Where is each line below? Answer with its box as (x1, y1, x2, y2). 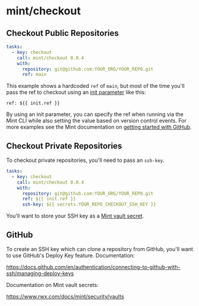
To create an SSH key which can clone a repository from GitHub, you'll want (6, 246, 193, 252)
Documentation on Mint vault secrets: (6, 281, 99, 288)
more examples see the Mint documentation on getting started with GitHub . (6, 124, 192, 131)
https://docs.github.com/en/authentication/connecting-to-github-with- (6, 264, 180, 270)
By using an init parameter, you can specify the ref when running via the (6, 111, 184, 118)
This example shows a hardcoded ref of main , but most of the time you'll (6, 82, 185, 90)
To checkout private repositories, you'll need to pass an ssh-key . (6, 157, 165, 164)
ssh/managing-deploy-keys (6, 270, 74, 277)
